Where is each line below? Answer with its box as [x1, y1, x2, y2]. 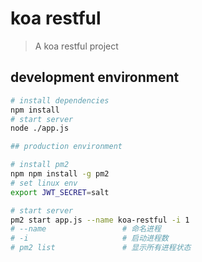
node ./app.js [10, 123, 70, 134]
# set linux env [10, 178, 78, 188]
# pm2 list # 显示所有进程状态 [10, 243, 192, 253]
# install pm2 [10, 160, 70, 170]
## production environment [10, 142, 123, 152]
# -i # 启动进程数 [10, 233, 169, 244]
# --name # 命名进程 [10, 224, 162, 234]
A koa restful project [34, 40, 119, 52]
